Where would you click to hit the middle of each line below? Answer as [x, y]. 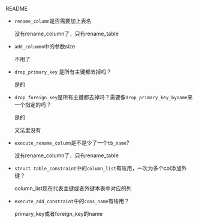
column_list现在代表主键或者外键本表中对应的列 [73, 188]
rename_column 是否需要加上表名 [53, 21]
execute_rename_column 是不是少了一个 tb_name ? [72, 143]
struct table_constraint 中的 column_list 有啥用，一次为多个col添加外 [100, 168]
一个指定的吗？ [33, 105]
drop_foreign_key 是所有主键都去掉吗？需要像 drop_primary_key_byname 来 [103, 97]
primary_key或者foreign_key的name [58, 214]
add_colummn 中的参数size [45, 46]
